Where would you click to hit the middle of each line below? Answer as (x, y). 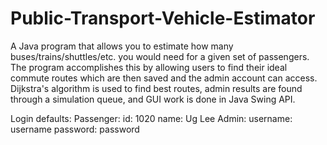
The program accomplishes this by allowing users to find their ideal (149, 67)
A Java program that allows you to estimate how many (122, 46)
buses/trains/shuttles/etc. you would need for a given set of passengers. (160, 56)
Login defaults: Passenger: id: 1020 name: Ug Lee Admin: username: (151, 118)
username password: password (75, 129)
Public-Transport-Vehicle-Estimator (163, 18)
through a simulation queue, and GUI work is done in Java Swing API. (153, 99)
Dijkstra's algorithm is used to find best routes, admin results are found (156, 88)
